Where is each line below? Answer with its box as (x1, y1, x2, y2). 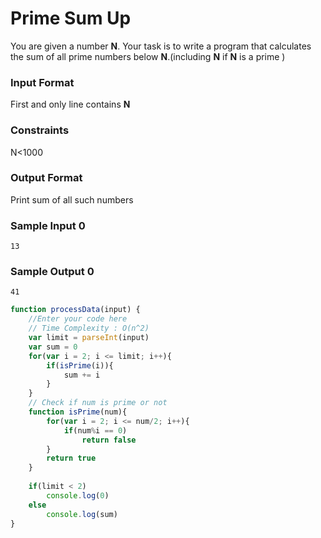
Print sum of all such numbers (10, 193, 134, 206)
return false (81, 435, 137, 445)
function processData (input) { (10, 305, 141, 315)
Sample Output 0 (10, 265, 95, 279)
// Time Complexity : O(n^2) (28, 323, 150, 334)
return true (46, 453, 97, 464)
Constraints (10, 123, 70, 137)
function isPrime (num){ (28, 407, 128, 417)
